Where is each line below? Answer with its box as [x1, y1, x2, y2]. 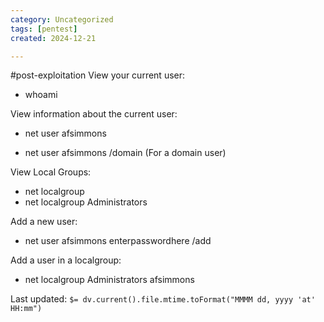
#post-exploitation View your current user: [10, 69, 186, 81]
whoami [24, 89, 58, 101]
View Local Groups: [10, 166, 92, 178]
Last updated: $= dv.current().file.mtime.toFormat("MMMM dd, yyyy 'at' [10, 293, 316, 305]
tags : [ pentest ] [10, 24, 78, 34]
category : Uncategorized [10, 14, 114, 25]
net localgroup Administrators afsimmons [24, 274, 195, 286]
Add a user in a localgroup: [10, 254, 122, 266]
